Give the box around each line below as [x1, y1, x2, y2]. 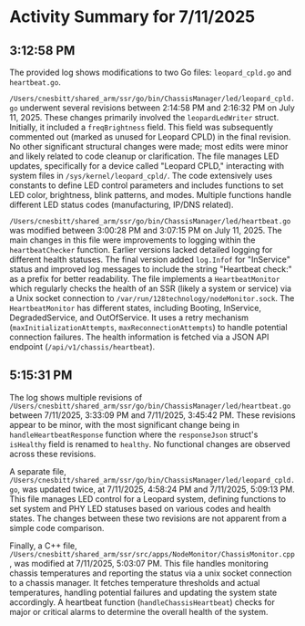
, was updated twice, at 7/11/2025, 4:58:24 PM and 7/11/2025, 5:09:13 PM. [17, 484, 296, 495]
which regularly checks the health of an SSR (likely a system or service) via [9, 283, 292, 294]
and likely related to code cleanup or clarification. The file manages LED [9, 151, 280, 162]
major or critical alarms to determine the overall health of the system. [9, 606, 269, 617]
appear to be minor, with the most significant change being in [9, 419, 239, 430]
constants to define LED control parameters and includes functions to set [9, 180, 284, 191]
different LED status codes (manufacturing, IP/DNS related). [9, 199, 234, 210]
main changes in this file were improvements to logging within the [9, 235, 256, 245]
